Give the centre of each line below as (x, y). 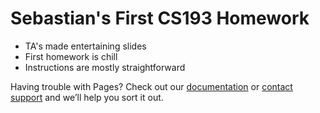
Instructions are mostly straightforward (105, 67)
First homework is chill (71, 56)
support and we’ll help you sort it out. (87, 97)
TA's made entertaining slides (85, 46)
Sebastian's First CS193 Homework (160, 18)
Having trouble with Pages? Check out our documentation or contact (151, 86)
